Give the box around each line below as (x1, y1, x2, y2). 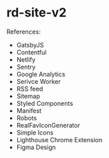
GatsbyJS (16, 41, 44, 49)
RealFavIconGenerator (16, 121, 81, 129)
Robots (16, 113, 37, 122)
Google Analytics (16, 70, 66, 78)
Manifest (16, 106, 42, 115)
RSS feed (16, 84, 43, 93)
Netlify (16, 55, 36, 63)
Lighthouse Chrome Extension (16, 135, 103, 144)
